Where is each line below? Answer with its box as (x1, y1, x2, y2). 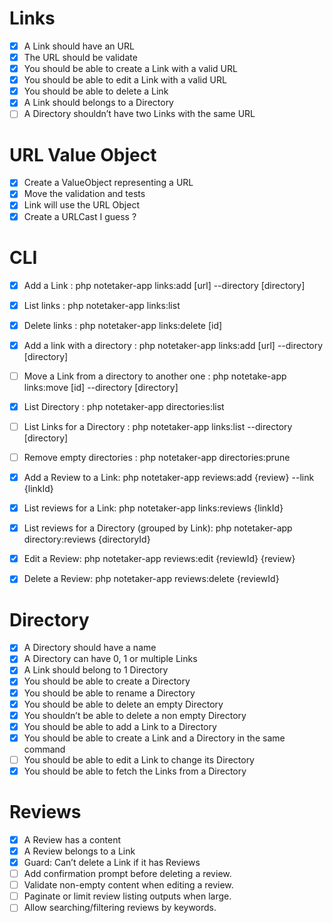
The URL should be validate (23, 52, 138, 63)
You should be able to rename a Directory (23, 687, 196, 699)
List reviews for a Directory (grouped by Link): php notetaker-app (23, 522, 293, 534)
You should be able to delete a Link (23, 85, 169, 97)
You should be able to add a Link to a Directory (23, 720, 217, 732)
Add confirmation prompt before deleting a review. (23, 868, 232, 880)
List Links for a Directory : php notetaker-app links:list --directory (23, 420, 293, 432)
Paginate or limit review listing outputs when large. (23, 890, 232, 902)
